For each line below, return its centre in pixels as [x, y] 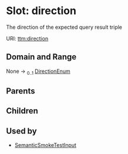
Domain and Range [41, 57]
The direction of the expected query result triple [64, 27]
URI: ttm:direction [27, 38]
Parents [21, 91]
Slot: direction [41, 11]
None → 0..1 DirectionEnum [38, 72]
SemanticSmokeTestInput [45, 145]
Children [22, 111]
